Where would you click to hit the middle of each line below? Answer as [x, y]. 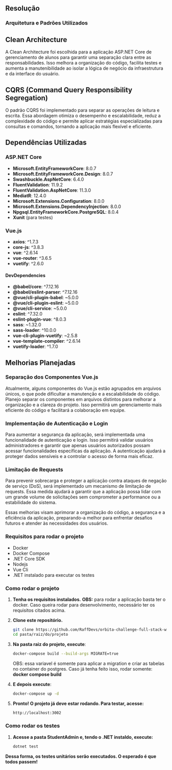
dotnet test [25, 746]
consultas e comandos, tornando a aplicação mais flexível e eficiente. [79, 126]
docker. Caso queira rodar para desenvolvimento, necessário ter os [84, 605]
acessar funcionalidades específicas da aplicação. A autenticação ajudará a [85, 451]
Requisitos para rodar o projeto [45, 536]
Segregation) [27, 98]
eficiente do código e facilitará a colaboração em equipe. [66, 410]
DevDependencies [26, 275]
